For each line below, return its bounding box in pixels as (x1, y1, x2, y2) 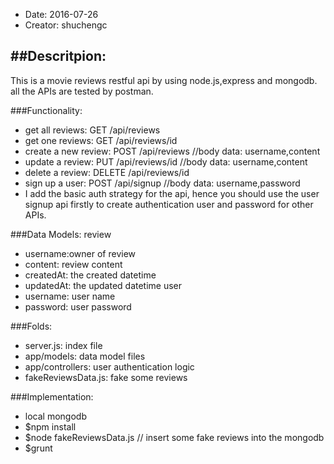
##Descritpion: (10, 48, 107, 65)
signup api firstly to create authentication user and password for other (24, 198, 314, 210)
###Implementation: (10, 390, 94, 403)
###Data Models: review (10, 228, 112, 240)
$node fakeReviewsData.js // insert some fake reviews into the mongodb (24, 431, 325, 443)
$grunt (24, 442, 53, 454)
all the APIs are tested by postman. (10, 85, 154, 97)
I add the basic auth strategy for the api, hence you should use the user (24, 187, 320, 199)
